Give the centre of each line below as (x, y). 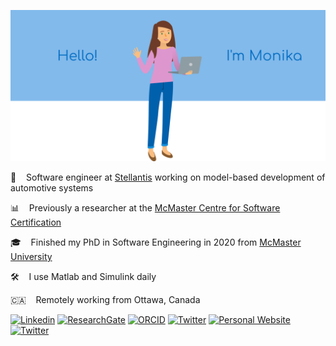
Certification (36, 222)
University (31, 257)
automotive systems (52, 188)
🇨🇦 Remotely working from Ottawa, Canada (105, 300)
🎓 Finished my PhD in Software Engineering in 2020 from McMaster (156, 242)
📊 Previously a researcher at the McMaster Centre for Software (145, 208)
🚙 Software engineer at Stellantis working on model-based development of (168, 177)
